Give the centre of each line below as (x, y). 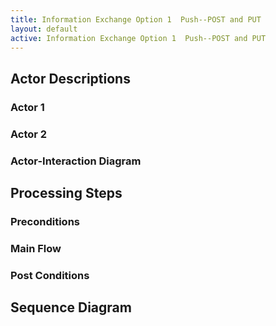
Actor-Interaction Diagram (76, 161)
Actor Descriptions (70, 78)
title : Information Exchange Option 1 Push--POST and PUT (136, 19)
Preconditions (45, 221)
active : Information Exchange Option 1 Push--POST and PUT (138, 38)
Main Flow (36, 248)
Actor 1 (27, 107)
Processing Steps (66, 192)
